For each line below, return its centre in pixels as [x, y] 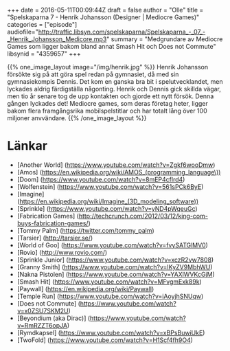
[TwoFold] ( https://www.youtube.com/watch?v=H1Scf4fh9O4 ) [105, 340]
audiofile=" [23, 32]
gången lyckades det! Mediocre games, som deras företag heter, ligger [107, 103]
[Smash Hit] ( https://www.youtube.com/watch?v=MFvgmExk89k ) [110, 282]
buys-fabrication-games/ [53, 223]
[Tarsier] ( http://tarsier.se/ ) [55, 238]
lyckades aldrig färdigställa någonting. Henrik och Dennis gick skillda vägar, [114, 89]
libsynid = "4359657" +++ [44, 54]
